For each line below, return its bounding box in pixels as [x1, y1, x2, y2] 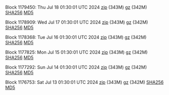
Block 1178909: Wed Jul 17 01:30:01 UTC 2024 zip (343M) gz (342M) [5, 19, 148, 25]
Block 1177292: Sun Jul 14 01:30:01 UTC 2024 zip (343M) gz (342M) [5, 64, 147, 70]
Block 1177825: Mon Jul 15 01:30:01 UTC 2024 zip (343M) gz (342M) [5, 49, 148, 55]
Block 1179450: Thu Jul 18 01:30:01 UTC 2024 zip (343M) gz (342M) [5, 4, 147, 10]
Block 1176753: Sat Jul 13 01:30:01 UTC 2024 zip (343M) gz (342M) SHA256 [5, 79, 164, 85]
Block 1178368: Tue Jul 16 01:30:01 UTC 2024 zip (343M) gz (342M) [5, 34, 147, 40]
